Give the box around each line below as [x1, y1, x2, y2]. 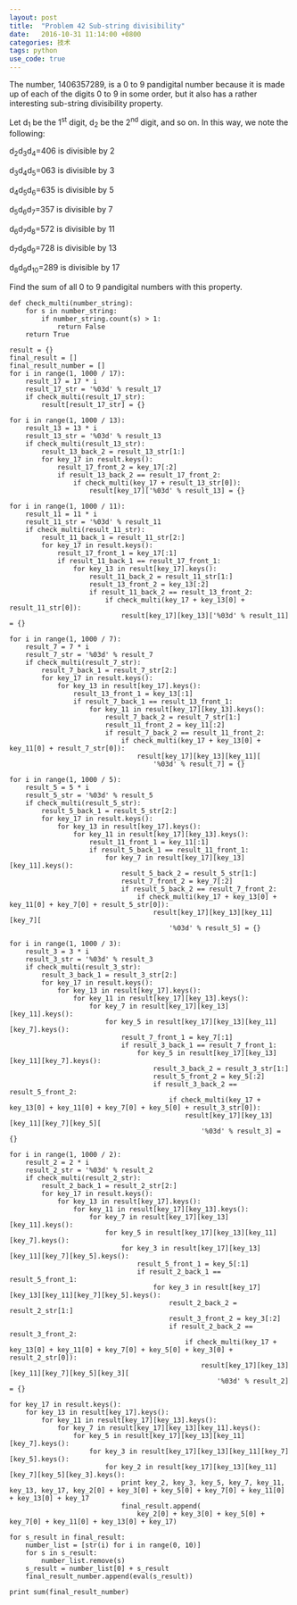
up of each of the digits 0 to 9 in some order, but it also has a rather [9, 88, 258, 99]
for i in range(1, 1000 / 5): [9, 776, 122, 785]
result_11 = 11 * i [25, 510, 98, 519]
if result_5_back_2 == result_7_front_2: [120, 885, 277, 894]
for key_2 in [104, 1463, 153, 1472]
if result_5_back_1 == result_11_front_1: [88, 845, 250, 855]
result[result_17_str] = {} [41, 401, 145, 410]
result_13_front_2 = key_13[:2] [88, 580, 210, 589]
